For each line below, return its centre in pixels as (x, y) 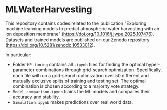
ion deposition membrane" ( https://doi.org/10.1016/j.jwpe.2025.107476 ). (80, 34)
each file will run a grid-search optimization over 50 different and (80, 75)
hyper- (153, 64)
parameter (23, 70)
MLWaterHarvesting (49, 9)
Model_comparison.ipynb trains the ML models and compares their (81, 91)
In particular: (19, 55)
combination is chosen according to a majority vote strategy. (76, 86)
